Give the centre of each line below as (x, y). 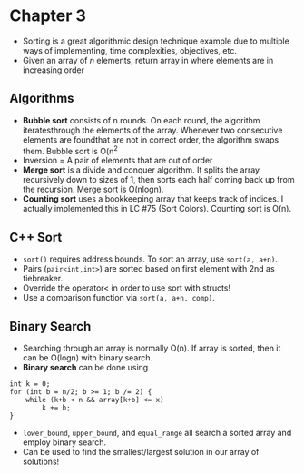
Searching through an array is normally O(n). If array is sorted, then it (152, 348)
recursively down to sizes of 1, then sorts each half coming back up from (158, 180)
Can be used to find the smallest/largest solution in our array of (141, 452)
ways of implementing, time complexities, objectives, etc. (130, 50)
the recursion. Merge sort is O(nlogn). (93, 189)
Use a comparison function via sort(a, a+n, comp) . (118, 298)
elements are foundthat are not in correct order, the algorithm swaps (151, 139)
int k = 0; (30, 384)
